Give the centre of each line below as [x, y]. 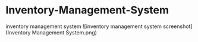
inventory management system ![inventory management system [84, 26]
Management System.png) [65, 32]
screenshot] [177, 26]
